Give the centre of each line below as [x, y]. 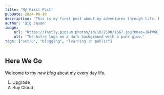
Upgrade [21, 82]
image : [12, 28]
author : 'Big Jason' [26, 23]
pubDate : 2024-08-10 [26, 14]
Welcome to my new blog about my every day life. [55, 73]
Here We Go [24, 61]
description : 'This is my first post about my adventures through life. [81, 19]
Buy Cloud [22, 87]
